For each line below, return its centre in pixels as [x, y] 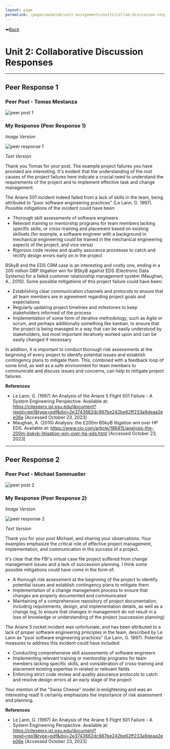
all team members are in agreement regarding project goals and [79, 297]
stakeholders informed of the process [52, 313]
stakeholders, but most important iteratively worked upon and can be [84, 334]
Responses [29, 62]
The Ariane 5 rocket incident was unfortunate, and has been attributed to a [83, 627]
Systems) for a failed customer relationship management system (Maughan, [84, 276]
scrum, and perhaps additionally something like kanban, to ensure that [86, 324]
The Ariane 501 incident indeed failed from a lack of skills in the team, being [84, 197]
